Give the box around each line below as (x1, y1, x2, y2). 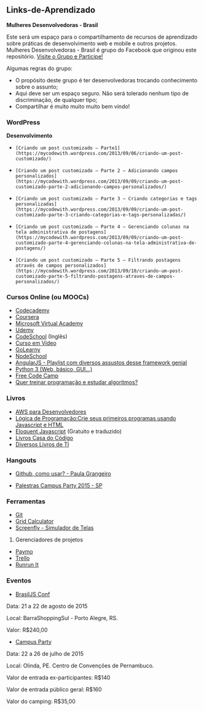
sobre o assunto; (15, 83, 58, 90)
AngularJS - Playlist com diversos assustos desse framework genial (15, 359, 187, 366)
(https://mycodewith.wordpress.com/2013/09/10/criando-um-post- (15, 268, 184, 274)
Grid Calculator (15, 517, 54, 525)
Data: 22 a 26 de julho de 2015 (6, 650, 84, 657)
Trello (15, 554, 30, 562)
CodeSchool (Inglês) (15, 333, 68, 340)
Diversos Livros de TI (15, 441, 69, 448)
